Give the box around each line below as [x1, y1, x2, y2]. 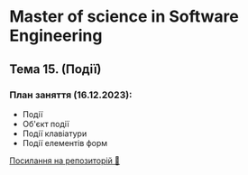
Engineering [9, 25, 103, 46]
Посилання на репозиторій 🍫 [9, 155, 120, 166]
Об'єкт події [22, 118, 69, 129]
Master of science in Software [9, 6, 239, 27]
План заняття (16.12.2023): [9, 88, 133, 101]
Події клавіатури [22, 128, 87, 139]
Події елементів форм [22, 137, 108, 148]
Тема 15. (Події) [9, 61, 102, 77]
